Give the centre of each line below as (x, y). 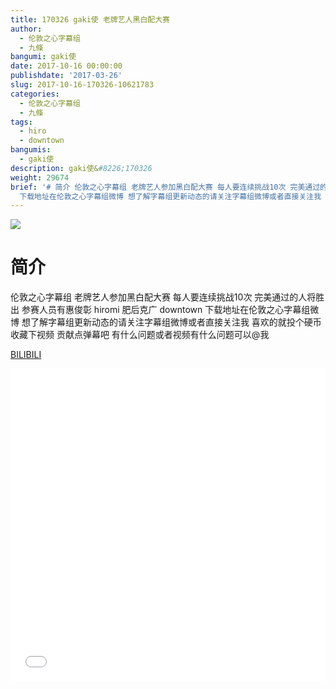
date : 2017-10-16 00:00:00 (66, 66)
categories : (35, 94)
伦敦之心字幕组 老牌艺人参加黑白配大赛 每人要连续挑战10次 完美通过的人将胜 (167, 297)
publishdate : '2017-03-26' (66, 76)
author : (26, 29)
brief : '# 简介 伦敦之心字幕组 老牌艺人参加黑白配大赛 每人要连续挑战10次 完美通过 (165, 187)
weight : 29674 (40, 177)
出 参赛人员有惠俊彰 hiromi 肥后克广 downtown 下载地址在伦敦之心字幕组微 (165, 310)
